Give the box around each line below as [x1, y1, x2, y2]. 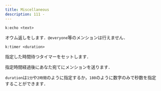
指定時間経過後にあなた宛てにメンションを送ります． [5, 64, 113, 70]
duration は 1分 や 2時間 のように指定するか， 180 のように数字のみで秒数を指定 [5, 74, 156, 80]
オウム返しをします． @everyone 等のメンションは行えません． [5, 34, 128, 40]
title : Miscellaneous [5, 7, 50, 12]
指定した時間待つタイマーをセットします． [5, 54, 91, 60]
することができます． [5, 81, 48, 87]
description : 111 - [5, 12, 45, 17]
